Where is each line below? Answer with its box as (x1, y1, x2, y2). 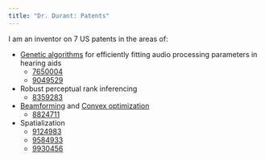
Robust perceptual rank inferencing (19, 84, 138, 93)
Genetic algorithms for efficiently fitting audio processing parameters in (19, 49, 258, 59)
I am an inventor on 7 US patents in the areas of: (8, 34, 168, 43)
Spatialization (19, 118, 66, 127)
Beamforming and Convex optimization (19, 101, 150, 110)
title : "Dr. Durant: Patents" (8, 11, 110, 20)
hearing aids (19, 58, 62, 68)
